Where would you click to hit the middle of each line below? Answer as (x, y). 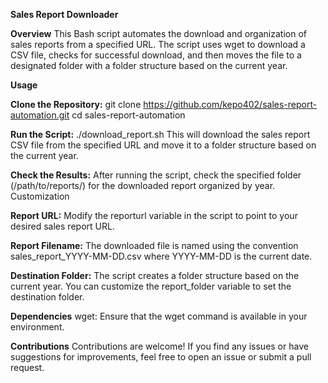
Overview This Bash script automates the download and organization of (158, 33)
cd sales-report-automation (128, 115)
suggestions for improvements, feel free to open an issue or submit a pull (161, 357)
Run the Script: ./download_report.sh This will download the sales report (160, 134)
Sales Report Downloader (64, 14)
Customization (40, 196)
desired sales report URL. (62, 226)
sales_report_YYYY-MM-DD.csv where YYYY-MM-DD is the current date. (161, 256)
